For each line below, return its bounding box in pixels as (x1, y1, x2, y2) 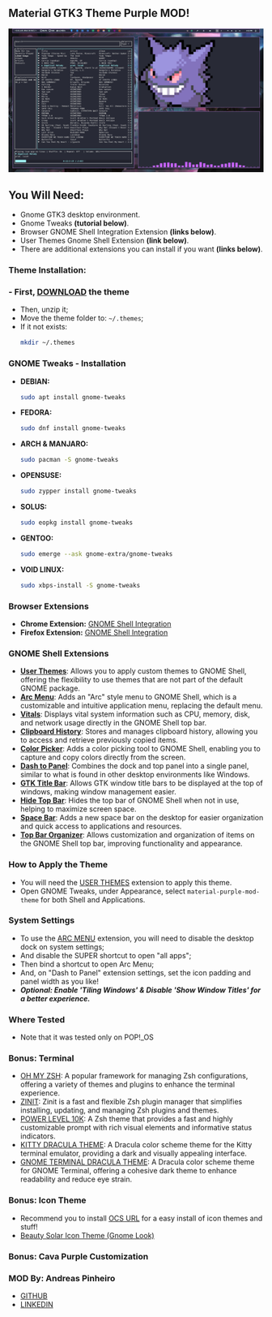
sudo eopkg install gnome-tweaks (19, 519, 134, 527)
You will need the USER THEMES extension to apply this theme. (19, 877, 232, 887)
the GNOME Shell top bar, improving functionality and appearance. (19, 839, 243, 849)
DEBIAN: (19, 377, 50, 386)
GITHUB (19, 1290, 49, 1301)
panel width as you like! (19, 976, 100, 986)
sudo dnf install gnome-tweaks (19, 424, 126, 433)
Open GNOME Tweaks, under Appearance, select (19, 886, 186, 896)
